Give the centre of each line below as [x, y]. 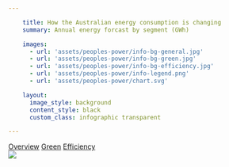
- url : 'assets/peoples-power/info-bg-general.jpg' [116, 51]
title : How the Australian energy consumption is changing [122, 22]
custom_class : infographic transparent [95, 117]
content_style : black [65, 110]
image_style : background [70, 102]
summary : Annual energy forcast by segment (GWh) [106, 30]
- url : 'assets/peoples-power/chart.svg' [99, 81]
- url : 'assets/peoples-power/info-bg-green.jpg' [113, 59]
